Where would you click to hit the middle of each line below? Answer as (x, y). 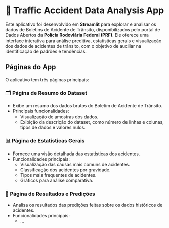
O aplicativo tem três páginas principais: (47, 79)
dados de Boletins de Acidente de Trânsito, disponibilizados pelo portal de (83, 29)
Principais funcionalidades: (41, 111)
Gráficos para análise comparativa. (57, 181)
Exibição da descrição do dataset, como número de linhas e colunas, (92, 122)
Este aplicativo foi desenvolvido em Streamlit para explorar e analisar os (81, 24)
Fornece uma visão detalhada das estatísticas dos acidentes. (76, 154)
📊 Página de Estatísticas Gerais (45, 140)
